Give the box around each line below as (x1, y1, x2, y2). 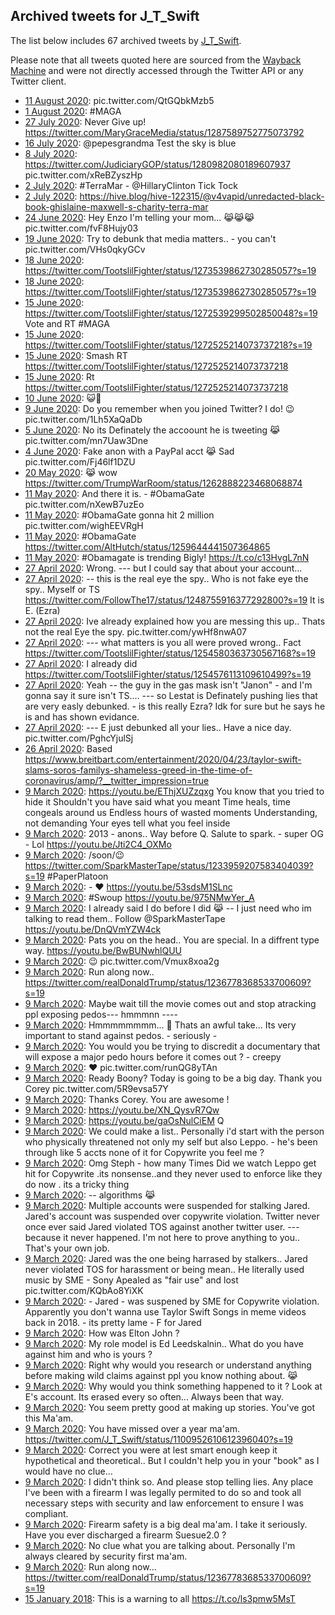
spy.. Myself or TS (24, 583, 101, 595)
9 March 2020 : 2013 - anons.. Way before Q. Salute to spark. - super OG (24, 827, 324, 839)
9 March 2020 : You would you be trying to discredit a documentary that (24, 1040, 321, 1052)
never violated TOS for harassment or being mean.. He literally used (24, 1263, 305, 1275)
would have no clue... (24, 1465, 113, 1477)
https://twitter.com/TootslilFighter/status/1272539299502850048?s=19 (24, 307, 318, 319)
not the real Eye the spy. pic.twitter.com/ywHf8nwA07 (24, 625, 247, 638)
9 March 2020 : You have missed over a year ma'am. (24, 1422, 240, 1434)
